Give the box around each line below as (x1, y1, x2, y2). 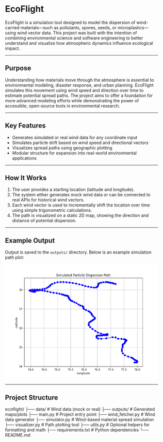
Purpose (5, 64, 32, 73)
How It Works (5, 174, 47, 182)
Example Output (5, 236, 55, 244)
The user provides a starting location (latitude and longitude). (12, 186, 135, 193)
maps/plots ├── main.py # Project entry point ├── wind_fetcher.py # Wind (5, 411, 155, 417)
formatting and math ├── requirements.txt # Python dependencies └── (5, 427, 149, 433)
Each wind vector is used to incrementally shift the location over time (12, 202, 150, 208)
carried (5, 24, 20, 30)
